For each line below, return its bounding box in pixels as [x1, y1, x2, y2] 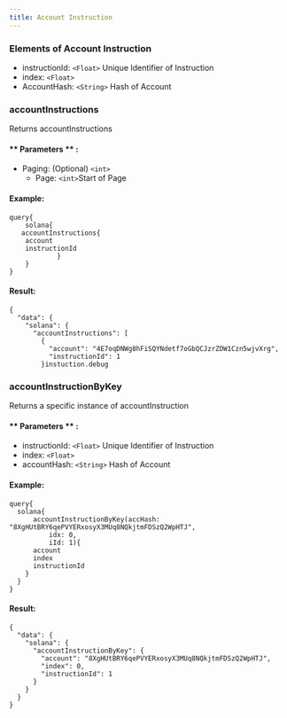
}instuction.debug [41, 360, 109, 369]
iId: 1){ [48, 538, 81, 547]
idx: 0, [48, 530, 77, 539]
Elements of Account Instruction [9, 42, 152, 54]
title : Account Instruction [9, 12, 113, 22]
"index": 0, [41, 661, 86, 670]
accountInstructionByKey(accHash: [32, 515, 161, 524]
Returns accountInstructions [9, 123, 112, 134]
